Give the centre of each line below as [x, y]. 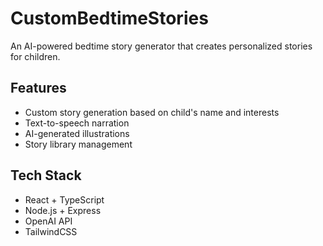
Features [38, 88]
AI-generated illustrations [77, 133]
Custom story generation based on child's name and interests [152, 112]
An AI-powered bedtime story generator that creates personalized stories [161, 46]
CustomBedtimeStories [109, 18]
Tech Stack [46, 175]
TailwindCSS [51, 231]
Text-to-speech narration [77, 123]
